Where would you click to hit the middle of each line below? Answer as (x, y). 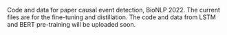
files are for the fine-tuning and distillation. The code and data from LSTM (112, 17)
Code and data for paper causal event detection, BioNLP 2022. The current (113, 10)
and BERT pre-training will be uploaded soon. (72, 24)
